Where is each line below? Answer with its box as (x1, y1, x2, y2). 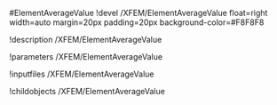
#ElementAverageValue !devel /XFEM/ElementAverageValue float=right (9, 8, 268, 18)
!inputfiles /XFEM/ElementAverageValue (9, 69, 154, 79)
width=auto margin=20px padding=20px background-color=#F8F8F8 (9, 17, 265, 28)
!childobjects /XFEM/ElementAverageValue (9, 86, 166, 96)
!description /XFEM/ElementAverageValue (9, 35, 162, 44)
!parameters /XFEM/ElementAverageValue (9, 52, 162, 61)
